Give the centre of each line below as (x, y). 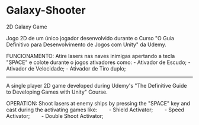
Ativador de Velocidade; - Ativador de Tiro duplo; (66, 68)
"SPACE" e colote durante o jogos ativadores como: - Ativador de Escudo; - (98, 62)
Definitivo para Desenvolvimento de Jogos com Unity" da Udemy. (86, 44)
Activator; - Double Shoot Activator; (55, 116)
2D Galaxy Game (27, 27)
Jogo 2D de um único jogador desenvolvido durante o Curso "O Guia (90, 38)
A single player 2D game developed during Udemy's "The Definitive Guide (97, 85)
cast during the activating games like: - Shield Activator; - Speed (95, 110)
